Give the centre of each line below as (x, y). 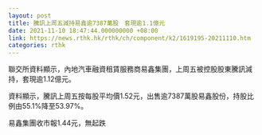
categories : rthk (37, 46)
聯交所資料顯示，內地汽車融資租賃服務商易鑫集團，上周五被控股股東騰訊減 (130, 69)
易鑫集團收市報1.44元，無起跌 (57, 123)
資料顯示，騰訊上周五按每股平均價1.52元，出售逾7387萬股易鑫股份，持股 (128, 96)
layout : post (30, 16)
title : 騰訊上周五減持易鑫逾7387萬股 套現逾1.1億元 (87, 23)
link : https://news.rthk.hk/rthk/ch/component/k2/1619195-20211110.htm (129, 38)
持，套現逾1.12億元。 (42, 79)
